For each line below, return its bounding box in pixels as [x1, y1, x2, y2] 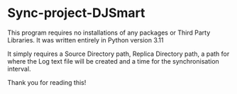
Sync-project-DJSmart [7, 5, 145, 21]
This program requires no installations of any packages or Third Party [7, 28, 211, 37]
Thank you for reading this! [7, 78, 87, 86]
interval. [7, 64, 31, 73]
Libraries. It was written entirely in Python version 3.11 [7, 35, 165, 44]
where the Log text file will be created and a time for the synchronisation [7, 57, 220, 65]
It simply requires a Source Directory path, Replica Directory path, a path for [7, 49, 230, 58]
